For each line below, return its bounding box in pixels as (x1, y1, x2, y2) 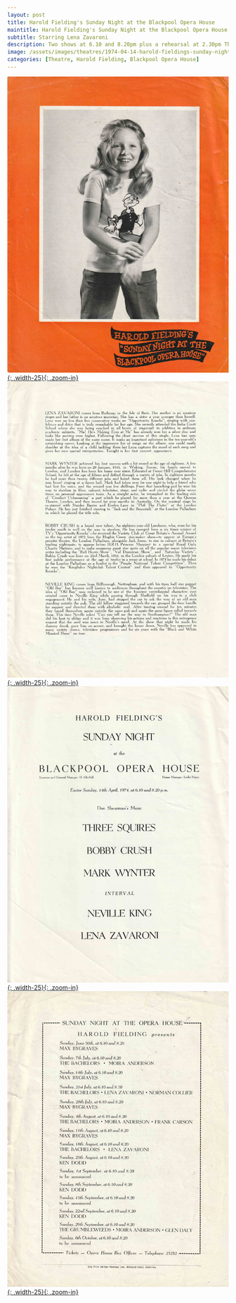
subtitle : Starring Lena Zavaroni (7, 34, 109, 41)
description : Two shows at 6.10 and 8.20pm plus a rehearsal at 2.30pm (7, 41, 221, 49)
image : (7, 49, 27, 56)
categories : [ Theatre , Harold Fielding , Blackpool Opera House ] (7, 56, 199, 63)
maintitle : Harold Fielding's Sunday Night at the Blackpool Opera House (7, 26, 228, 33)
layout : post (7, 11, 46, 18)
